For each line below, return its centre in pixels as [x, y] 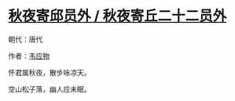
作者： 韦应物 [29, 56]
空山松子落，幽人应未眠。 [50, 89]
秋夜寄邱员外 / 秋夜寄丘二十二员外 [117, 16]
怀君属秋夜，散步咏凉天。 [50, 72]
